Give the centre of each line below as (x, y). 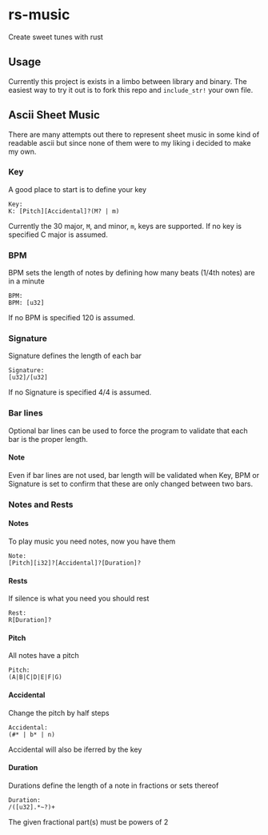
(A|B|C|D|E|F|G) (35, 677)
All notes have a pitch (44, 656)
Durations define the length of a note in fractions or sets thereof (114, 785)
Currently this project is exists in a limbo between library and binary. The (128, 81)
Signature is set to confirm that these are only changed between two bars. (131, 484)
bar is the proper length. (48, 439)
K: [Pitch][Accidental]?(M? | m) (64, 211)
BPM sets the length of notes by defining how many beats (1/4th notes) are (132, 273)
